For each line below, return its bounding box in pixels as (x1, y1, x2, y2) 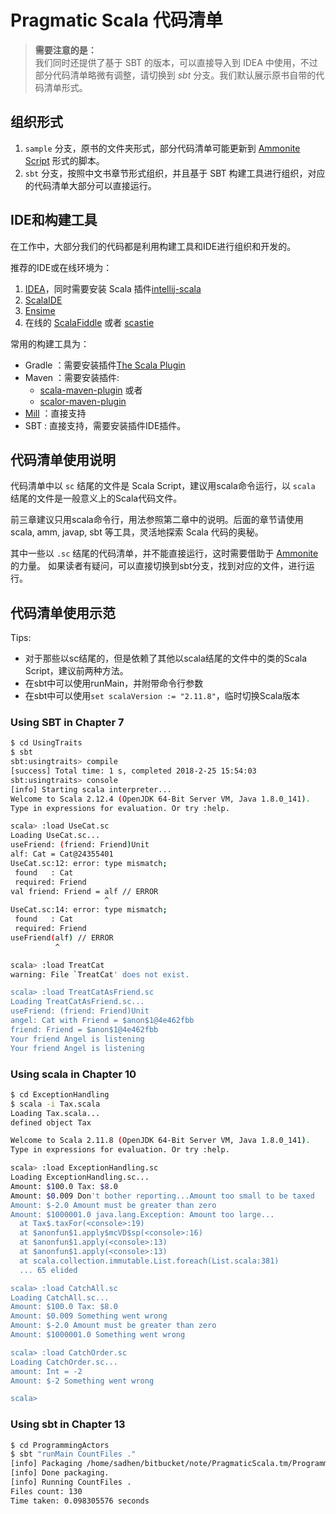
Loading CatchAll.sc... (10, 1292, 110, 1303)
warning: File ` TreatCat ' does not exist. (10, 969, 190, 980)
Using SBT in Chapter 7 (10, 716, 125, 730)
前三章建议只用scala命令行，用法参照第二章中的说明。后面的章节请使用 (10, 514, 304, 526)
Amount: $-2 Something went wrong (10, 1376, 155, 1386)
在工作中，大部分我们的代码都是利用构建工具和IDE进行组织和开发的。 (10, 240, 297, 252)
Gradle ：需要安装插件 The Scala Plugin (24, 359, 186, 371)
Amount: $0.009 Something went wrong (10, 1311, 168, 1321)
